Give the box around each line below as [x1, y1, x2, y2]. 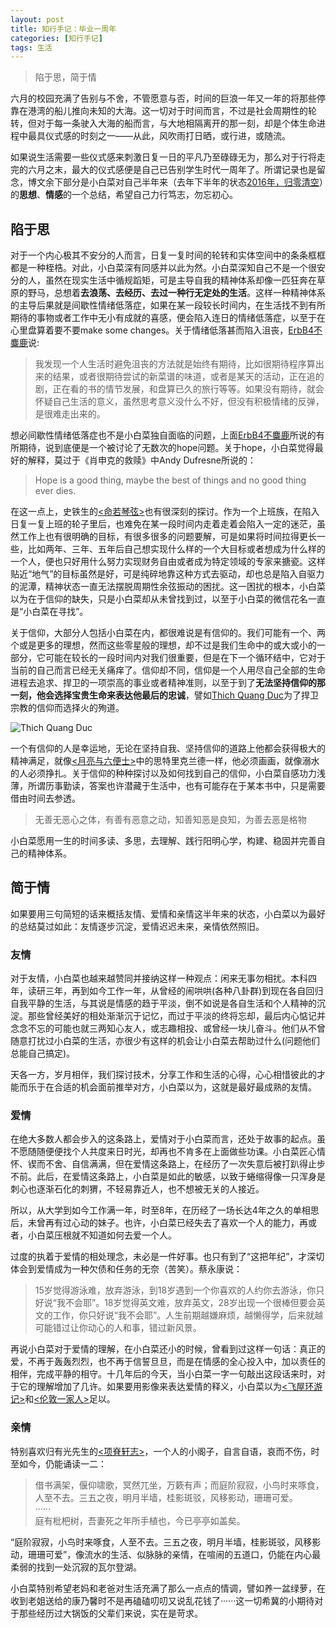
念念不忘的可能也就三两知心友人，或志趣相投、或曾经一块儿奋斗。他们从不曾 [10, 1022, 326, 1035]
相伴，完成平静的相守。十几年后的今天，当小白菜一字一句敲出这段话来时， [10, 1368, 317, 1380]
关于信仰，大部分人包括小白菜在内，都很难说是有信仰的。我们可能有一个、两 [10, 627, 326, 639]
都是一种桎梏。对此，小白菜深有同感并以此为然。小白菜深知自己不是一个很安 [10, 262, 326, 274]
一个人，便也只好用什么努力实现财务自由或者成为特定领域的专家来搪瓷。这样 [10, 556, 326, 568]
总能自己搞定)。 [10, 1047, 76, 1060]
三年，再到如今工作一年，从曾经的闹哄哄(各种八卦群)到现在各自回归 [44, 985, 324, 997]
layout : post [10, 14, 65, 25]
